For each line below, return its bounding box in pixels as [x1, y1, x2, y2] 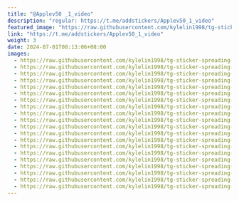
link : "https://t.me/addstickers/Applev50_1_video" [7, 30, 164, 38]
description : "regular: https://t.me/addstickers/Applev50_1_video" [7, 17, 215, 24]
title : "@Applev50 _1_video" [7, 10, 94, 18]
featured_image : [7, 24, 55, 31]
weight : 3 [7, 37, 37, 44]
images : [7, 51, 31, 58]
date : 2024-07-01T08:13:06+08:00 [7, 43, 107, 51]
